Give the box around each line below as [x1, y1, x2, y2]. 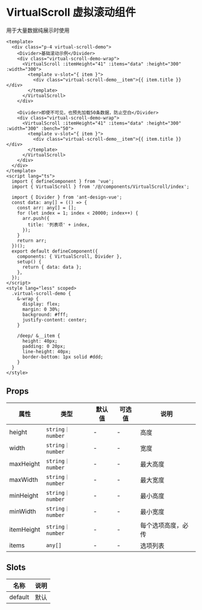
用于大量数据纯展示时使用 [6, 27, 70, 34]
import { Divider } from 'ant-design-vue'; [11, 194, 122, 200]
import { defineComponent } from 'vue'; [11, 178, 114, 184]
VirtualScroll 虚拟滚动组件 [6, 5, 136, 19]
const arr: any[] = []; [17, 205, 77, 211]
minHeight [9, 491, 38, 499]
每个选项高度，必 [140, 521, 189, 529]
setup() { [17, 258, 42, 265]
